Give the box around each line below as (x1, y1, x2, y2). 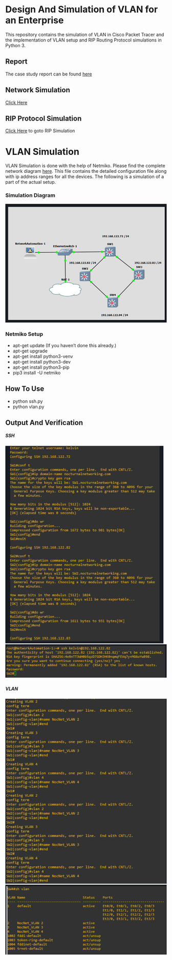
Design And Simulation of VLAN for (5, 4, 158, 15)
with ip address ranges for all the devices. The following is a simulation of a (5, 173, 164, 180)
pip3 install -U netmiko (12, 369, 61, 375)
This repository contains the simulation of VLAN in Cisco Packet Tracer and (5, 31, 164, 37)
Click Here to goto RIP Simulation (5, 128, 75, 134)
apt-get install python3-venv (12, 353, 73, 359)
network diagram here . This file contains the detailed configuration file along (5, 168, 167, 174)
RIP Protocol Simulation (5, 114, 82, 123)
